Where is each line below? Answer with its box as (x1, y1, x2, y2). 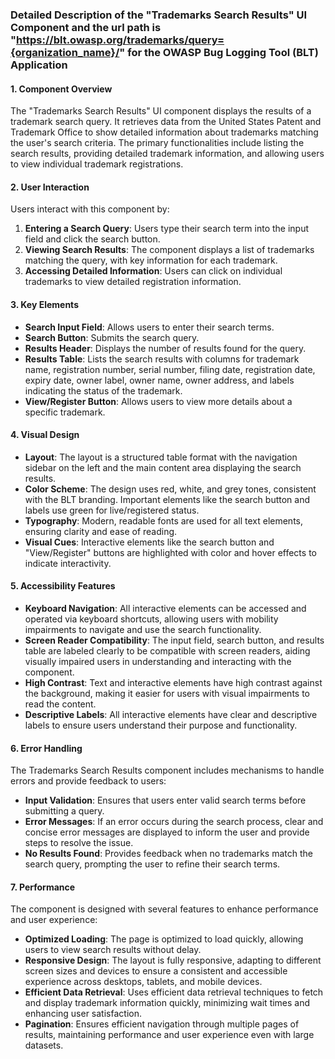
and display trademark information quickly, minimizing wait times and (24, 997, 311, 1009)
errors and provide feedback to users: (10, 775, 167, 787)
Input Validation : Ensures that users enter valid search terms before (24, 794, 307, 807)
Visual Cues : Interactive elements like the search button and (24, 536, 275, 548)
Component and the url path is (10, 20, 162, 34)
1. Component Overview (10, 83, 113, 95)
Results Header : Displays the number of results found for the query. (24, 342, 307, 354)
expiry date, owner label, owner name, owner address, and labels (24, 374, 295, 386)
